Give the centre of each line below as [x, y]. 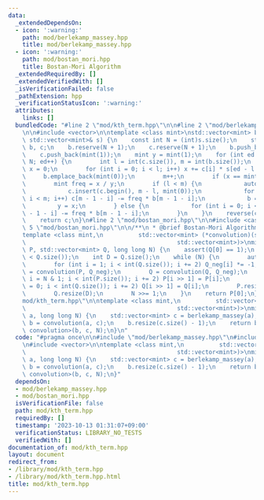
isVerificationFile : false [59, 404]
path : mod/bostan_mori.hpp [66, 60]
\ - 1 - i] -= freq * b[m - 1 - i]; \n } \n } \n [117, 213]
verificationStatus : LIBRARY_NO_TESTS [79, 433]
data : [17, 15]
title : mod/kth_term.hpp [49, 484]
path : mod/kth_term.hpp [54, 411]
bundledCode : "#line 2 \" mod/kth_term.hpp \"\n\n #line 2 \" [114, 125]
